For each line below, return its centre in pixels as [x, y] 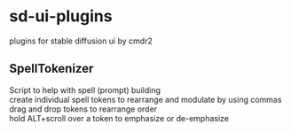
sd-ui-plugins [61, 16]
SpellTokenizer [51, 69]
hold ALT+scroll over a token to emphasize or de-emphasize [119, 118]
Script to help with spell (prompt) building [85, 89]
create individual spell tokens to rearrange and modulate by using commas [145, 99]
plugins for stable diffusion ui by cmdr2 [81, 41]
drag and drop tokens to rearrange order [83, 109]
